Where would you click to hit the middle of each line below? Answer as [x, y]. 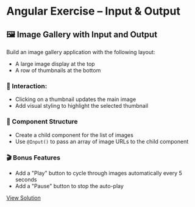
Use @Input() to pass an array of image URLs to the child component [102, 141]
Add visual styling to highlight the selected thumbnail [81, 106]
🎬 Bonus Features [34, 158]
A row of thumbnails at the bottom [58, 70]
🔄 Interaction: [27, 86]
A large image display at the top [55, 64]
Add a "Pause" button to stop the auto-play [69, 186]
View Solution [24, 198]
